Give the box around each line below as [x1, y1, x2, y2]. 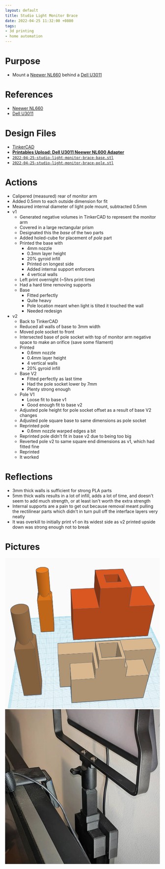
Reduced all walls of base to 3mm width [19, 323, 101, 329]
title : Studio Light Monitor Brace [5, 13, 78, 18]
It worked [19, 454, 39, 460]
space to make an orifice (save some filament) [19, 339, 114, 345]
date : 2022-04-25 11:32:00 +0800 [5, 18, 74, 23]
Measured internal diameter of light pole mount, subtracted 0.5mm [12, 203, 147, 209]
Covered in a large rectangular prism [19, 224, 94, 230]
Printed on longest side [27, 261, 74, 267]
